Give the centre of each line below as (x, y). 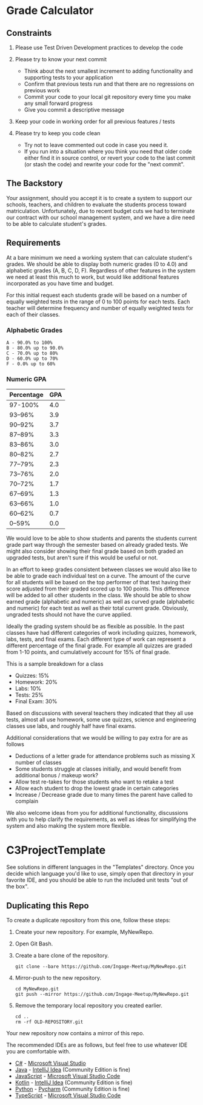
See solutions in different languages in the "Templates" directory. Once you (100, 867)
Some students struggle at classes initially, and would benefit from (98, 769)
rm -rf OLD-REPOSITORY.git (49, 1022)
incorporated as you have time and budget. (60, 283)
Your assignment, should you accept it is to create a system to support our (99, 198)
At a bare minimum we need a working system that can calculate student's (99, 257)
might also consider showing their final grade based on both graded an (95, 551)
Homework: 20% (36, 682)
